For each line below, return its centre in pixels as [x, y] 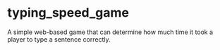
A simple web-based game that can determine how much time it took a [110, 32]
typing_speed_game [68, 13]
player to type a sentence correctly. [59, 39]
